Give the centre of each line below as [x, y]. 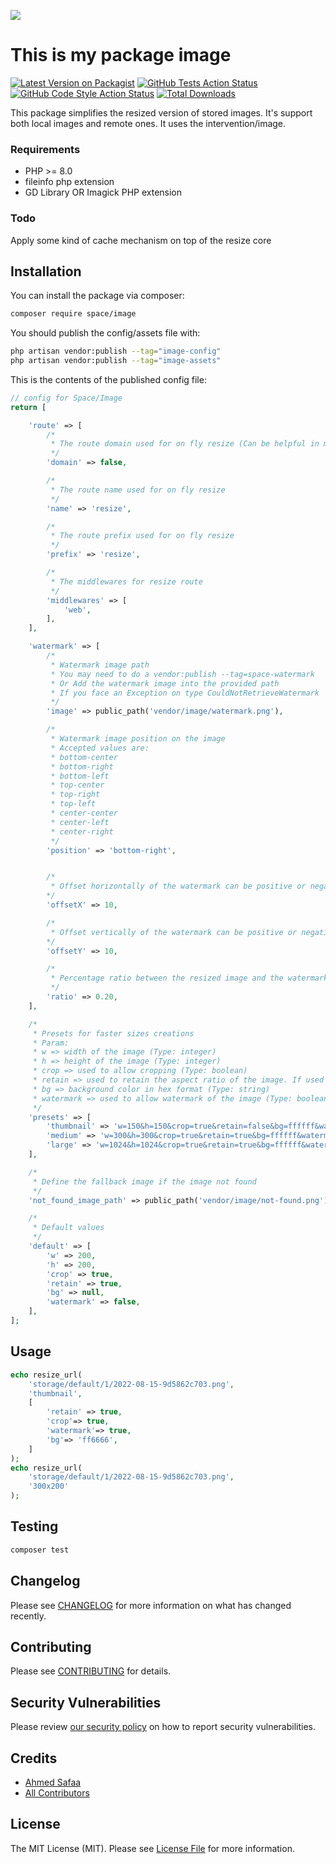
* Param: [51, 1043]
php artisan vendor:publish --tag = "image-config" [116, 351]
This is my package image [121, 55]
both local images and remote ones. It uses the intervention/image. [148, 123]
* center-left [80, 822]
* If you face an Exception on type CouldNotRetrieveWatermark [185, 693]
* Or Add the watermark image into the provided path [165, 683]
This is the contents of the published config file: [108, 379]
